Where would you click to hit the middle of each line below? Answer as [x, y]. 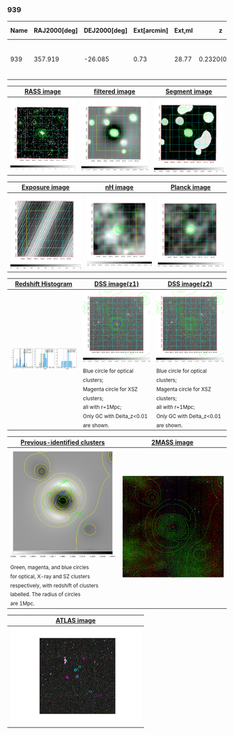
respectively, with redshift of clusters [54, 586]
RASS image [42, 91]
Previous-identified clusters [63, 442]
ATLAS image [76, 621]
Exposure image [45, 187]
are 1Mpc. [22, 604]
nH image [119, 187]
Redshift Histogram [44, 284]
